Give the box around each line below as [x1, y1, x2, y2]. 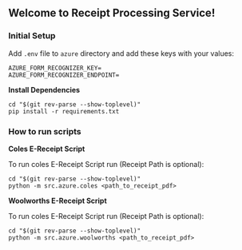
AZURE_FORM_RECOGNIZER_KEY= [8, 64, 102, 72]
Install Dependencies [8, 85, 81, 94]
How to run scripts [8, 125, 81, 137]
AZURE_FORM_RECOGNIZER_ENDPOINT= [8, 71, 120, 79]
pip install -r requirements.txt [8, 107, 120, 115]
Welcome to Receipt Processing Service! [8, 6, 216, 20]
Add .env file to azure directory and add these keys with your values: [8, 48, 234, 58]
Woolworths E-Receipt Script [8, 196, 108, 205]
